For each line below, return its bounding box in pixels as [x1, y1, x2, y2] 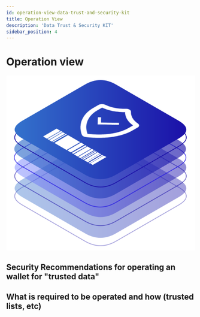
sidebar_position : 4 [6, 29, 58, 35]
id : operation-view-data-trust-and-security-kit [6, 10, 130, 16]
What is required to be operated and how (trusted [6, 292, 194, 302]
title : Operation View [6, 16, 63, 22]
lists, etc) [6, 301, 42, 312]
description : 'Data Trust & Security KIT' [6, 22, 114, 28]
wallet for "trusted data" [6, 271, 100, 282]
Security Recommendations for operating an [6, 262, 175, 272]
